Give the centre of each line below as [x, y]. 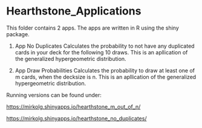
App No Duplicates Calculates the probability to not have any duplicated [105, 46]
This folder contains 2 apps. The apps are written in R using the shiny [93, 28]
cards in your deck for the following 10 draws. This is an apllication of [101, 52]
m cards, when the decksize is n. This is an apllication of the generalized [106, 77]
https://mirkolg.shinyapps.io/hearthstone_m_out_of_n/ [73, 106]
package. [18, 34]
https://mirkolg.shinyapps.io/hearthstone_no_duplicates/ [77, 118]
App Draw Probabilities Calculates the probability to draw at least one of [105, 70]
